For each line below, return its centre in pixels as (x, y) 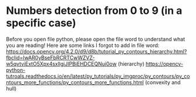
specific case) (41, 23)
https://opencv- (164, 64)
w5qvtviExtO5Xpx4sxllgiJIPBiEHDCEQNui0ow (61, 64)
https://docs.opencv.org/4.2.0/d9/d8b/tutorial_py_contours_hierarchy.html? (97, 51)
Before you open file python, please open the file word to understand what (96, 39)
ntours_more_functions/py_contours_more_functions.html (75, 82)
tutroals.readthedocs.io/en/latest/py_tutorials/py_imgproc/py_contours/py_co (98, 76)
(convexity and (163, 82)
